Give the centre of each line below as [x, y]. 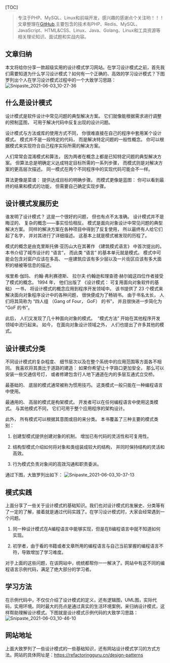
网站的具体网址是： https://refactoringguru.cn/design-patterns [78, 655]
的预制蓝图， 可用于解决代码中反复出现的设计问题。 [59, 122]
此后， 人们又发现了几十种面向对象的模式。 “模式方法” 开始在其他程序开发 [83, 319]
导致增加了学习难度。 [44, 552]
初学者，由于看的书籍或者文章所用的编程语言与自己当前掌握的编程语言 [86, 546]
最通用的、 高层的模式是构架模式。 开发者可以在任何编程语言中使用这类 [80, 402]
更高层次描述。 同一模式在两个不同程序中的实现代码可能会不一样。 [83, 169]
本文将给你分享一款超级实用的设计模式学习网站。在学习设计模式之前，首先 [83, 67]
